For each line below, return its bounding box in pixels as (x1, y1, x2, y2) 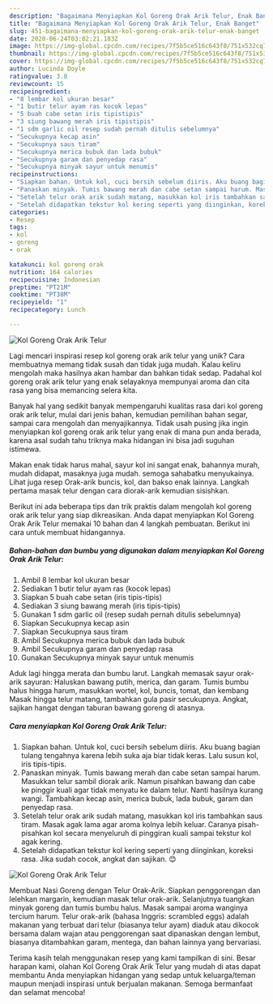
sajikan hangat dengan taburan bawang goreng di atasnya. (9, 703, 206, 713)
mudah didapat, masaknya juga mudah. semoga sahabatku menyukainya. (9, 468, 254, 478)
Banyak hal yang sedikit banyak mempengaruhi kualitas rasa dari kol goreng (9, 401, 263, 411)
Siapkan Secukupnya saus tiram (20, 627, 129, 636)
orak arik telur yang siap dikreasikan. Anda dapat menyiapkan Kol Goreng (9, 510, 254, 519)
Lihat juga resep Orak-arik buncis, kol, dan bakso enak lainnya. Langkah (9, 476, 250, 487)
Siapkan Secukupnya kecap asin (20, 618, 130, 627)
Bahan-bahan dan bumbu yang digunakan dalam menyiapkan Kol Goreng (9, 545, 265, 556)
